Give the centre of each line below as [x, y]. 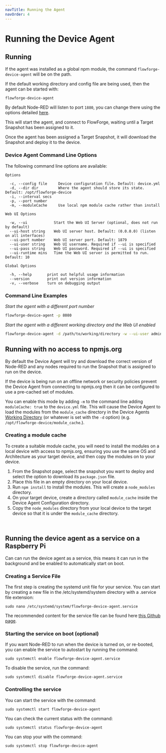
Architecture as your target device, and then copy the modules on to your [80, 456]
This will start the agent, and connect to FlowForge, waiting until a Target [79, 122]
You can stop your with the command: [44, 737]
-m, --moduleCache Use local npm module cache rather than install [85, 205]
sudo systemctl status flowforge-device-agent [54, 727]
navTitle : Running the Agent [35, 10]
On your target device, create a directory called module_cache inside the [85, 497]
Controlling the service [33, 689]
